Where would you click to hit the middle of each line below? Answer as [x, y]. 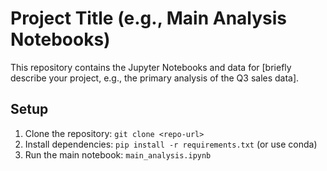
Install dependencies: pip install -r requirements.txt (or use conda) [171, 144]
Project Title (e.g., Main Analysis [149, 18]
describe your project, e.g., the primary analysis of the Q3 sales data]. [155, 78]
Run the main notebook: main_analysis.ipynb [118, 154]
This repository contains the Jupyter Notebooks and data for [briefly [151, 67]
